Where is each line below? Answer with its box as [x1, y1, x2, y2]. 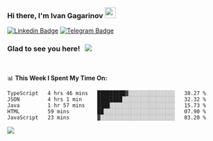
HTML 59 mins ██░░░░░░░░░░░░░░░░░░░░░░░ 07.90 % [7, 108, 207, 115]
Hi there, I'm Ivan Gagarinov [7, 10, 103, 20]
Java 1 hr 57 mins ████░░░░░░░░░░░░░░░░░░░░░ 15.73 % [7, 101, 207, 109]
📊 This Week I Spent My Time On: [7, 74, 108, 82]
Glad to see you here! [7, 44, 80, 53]
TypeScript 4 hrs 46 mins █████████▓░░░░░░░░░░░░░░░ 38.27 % [7, 90, 207, 97]
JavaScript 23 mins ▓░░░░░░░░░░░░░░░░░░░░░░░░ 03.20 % [7, 114, 207, 121]
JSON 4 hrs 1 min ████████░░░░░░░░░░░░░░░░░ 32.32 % [7, 96, 207, 103]
